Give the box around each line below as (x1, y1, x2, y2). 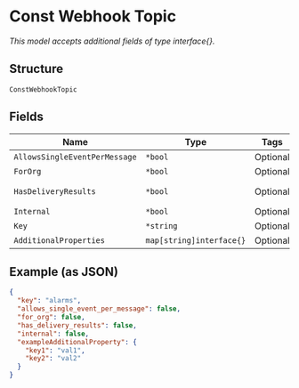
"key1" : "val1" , (25, 345, 86, 355)
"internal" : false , (17, 329, 90, 338)
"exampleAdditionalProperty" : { (17, 337, 138, 346)
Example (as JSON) (9, 264, 118, 279)
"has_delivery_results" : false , (17, 320, 138, 330)
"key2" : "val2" (25, 354, 82, 363)
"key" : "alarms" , (17, 296, 82, 305)
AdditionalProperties (13, 235, 105, 246)
